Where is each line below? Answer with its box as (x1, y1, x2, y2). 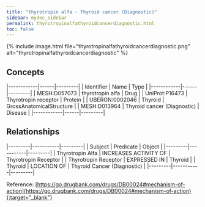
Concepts (6, 67, 45, 77)
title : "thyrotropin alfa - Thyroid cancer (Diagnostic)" (6, 9, 157, 15)
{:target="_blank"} (6, 194, 53, 201)
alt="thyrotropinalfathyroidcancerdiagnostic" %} (6, 49, 129, 57)
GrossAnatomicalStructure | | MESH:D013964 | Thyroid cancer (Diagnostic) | (6, 103, 199, 110)
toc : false (6, 26, 34, 32)
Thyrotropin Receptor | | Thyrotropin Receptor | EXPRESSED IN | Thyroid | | (6, 156, 196, 163)
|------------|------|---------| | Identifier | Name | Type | (6, 83, 148, 90)
